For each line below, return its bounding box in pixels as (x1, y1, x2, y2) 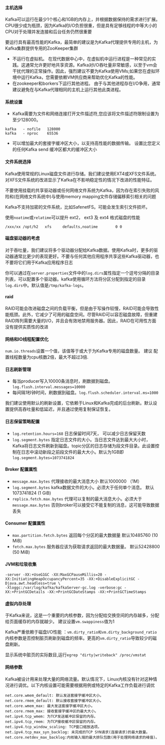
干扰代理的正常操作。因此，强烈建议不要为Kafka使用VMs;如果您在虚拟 (12, 68, 156, 74)
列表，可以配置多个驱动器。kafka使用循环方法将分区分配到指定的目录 (5, 276, 146, 282)
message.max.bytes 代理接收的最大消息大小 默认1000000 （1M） (12, 478, 142, 484)
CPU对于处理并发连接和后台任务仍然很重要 (5, 29, 92, 35)
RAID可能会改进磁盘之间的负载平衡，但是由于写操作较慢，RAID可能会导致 (5, 306, 155, 312)
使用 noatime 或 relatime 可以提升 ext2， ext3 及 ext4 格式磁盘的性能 (5, 214, 140, 220)
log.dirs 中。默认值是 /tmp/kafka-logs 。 (5, 282, 86, 288)
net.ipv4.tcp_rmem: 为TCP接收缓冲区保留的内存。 (5, 719, 98, 724)
